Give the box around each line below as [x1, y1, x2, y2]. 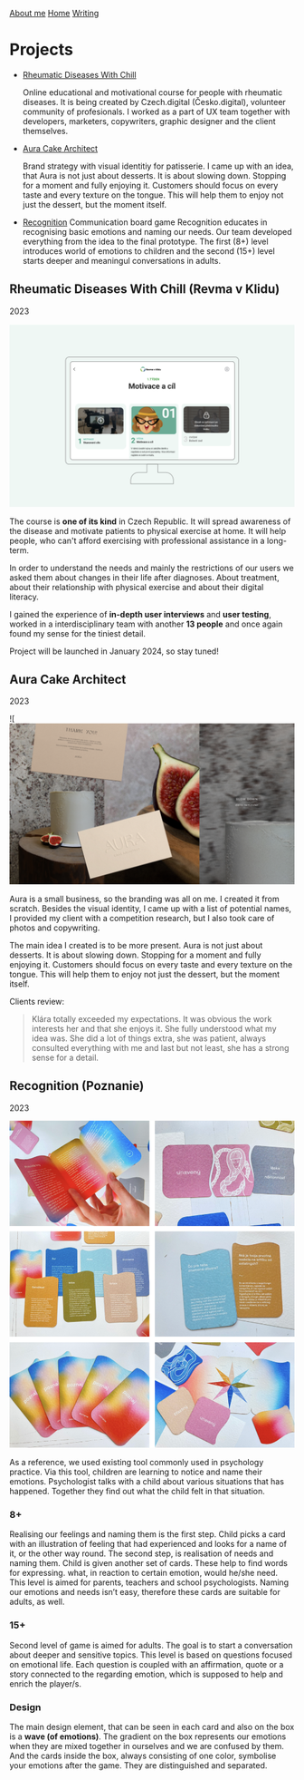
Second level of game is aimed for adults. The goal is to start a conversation [9, 1639, 293, 1650]
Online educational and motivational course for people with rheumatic [22, 86, 283, 98]
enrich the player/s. [9, 1678, 82, 1689]
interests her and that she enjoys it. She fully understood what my [31, 1023, 278, 1034]
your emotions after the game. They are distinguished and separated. [9, 1760, 268, 1771]
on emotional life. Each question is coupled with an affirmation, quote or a [9, 1658, 284, 1669]
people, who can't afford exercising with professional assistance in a [9, 535, 265, 546]
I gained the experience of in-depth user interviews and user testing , [9, 608, 271, 619]
